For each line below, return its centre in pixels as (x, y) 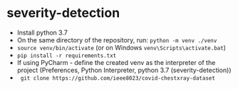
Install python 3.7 (42, 32)
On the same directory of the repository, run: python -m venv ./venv (117, 40)
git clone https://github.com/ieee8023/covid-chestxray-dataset (118, 78)
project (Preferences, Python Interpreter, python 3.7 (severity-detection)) (124, 70)
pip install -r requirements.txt (67, 55)
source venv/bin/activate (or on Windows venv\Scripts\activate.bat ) (121, 47)
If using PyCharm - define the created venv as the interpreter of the (116, 62)
